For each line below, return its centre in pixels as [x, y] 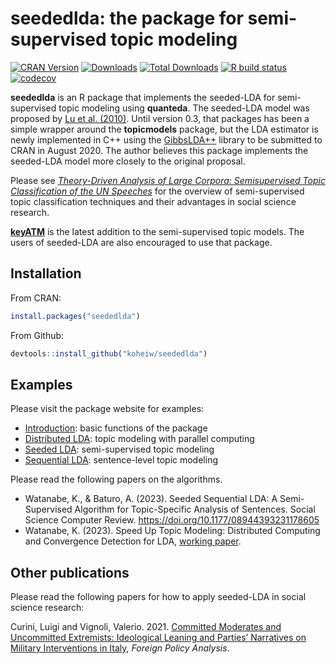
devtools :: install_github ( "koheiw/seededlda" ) [109, 353]
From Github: [37, 335]
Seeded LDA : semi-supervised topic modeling [119, 449]
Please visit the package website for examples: [107, 409]
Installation [46, 273]
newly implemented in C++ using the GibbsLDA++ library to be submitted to [166, 139]
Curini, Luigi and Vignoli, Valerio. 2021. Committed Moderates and [146, 627]
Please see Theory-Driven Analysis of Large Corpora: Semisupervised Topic [168, 180]
